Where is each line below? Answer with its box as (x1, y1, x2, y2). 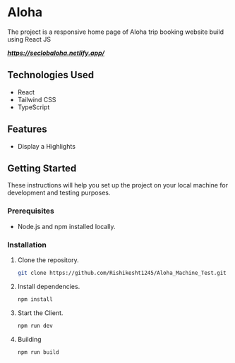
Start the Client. (17, 308, 64, 317)
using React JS (7, 35, 52, 43)
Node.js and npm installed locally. (17, 222, 116, 230)
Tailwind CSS (17, 95, 56, 104)
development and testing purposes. (7, 188, 111, 197)
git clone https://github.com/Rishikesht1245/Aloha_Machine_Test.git (17, 269, 227, 276)
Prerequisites (7, 206, 54, 216)
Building (17, 335, 42, 343)
